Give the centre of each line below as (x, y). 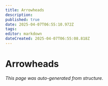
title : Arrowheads (25, 10)
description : (19, 15)
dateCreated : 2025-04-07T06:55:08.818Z (48, 39)
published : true (22, 19)
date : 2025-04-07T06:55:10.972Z (39, 24)
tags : (11, 29)
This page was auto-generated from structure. (54, 78)
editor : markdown (24, 34)
